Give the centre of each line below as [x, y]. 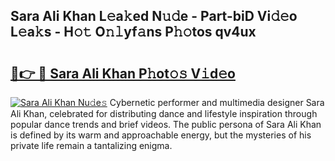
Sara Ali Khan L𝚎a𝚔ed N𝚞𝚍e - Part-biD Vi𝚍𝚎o [154, 16]
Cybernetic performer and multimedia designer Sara [217, 102]
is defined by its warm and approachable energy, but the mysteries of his [161, 135]
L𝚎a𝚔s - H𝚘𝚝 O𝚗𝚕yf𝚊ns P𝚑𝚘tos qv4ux [133, 32]
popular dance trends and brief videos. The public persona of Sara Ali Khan [166, 124]
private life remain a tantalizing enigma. [91, 145]
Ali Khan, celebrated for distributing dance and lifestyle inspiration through [164, 113]
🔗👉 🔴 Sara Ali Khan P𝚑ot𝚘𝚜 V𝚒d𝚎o [123, 73]
